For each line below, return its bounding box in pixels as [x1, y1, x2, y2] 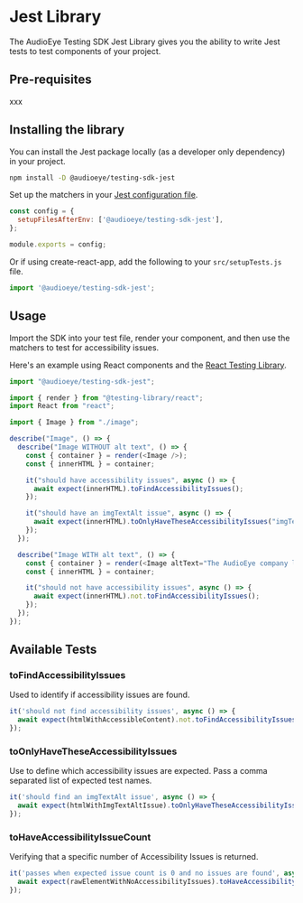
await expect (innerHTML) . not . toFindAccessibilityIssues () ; [32, 591, 260, 601]
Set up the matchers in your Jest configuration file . [9, 190, 198, 200]
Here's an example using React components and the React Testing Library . [9, 359, 287, 370]
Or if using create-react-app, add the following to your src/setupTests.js [9, 256, 282, 267]
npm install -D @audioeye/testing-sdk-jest [9, 173, 176, 182]
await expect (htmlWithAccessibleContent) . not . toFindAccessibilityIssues [17, 715, 297, 724]
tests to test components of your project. [9, 45, 161, 56]
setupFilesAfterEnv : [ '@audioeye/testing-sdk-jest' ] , [17, 215, 224, 225]
